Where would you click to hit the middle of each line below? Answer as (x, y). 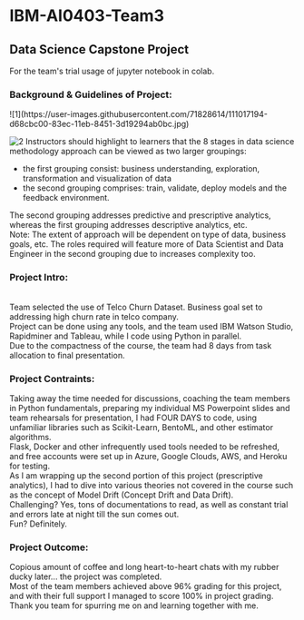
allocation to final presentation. (67, 355)
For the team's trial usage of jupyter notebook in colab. (112, 71)
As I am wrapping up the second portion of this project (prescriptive (136, 475)
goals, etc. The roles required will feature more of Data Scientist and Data (147, 244)
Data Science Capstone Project (99, 49)
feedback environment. (66, 198)
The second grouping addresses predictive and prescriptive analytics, (140, 215)
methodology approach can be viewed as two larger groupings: (128, 152)
